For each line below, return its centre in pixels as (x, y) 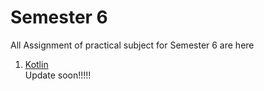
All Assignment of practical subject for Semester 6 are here (132, 45)
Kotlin (36, 64)
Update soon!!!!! (58, 75)
